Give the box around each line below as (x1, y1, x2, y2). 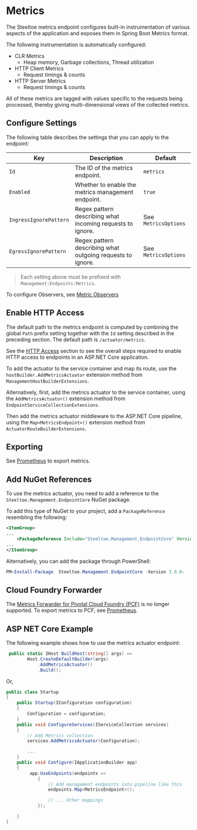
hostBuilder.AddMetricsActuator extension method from (6, 371, 142, 378)
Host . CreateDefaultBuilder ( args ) (27, 656, 109, 662)
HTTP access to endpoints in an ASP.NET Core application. (6, 353, 150, 360)
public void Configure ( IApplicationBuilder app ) (16, 760, 138, 766)
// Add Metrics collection (27, 733, 93, 739)
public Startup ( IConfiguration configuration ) (16, 700, 133, 706)
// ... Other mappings (47, 797, 104, 804)
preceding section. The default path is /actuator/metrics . (6, 336, 146, 343)
